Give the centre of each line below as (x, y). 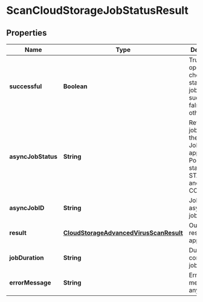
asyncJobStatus (33, 156)
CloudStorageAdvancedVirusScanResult (123, 233)
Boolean (75, 86)
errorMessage (30, 283)
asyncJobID (27, 208)
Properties (27, 33)
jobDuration (27, 258)
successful (26, 86)
